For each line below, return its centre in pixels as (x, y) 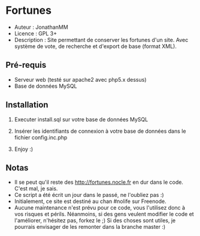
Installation (27, 105)
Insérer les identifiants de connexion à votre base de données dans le (100, 131)
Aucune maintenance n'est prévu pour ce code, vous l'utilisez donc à (100, 208)
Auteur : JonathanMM (41, 27)
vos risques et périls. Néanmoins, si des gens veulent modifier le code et (104, 214)
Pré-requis (26, 65)
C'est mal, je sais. (36, 189)
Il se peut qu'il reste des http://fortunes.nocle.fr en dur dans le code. (99, 182)
